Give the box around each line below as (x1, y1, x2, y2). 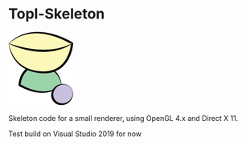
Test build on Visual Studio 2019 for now (8, 129, 142, 139)
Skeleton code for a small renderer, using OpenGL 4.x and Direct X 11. (8, 113, 239, 123)
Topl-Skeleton (8, 5, 105, 23)
